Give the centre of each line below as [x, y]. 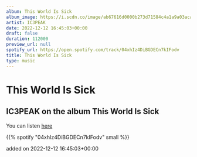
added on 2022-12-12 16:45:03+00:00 [52, 148]
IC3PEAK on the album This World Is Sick [83, 111]
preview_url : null [28, 45]
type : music [21, 61]
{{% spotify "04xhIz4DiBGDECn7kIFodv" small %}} [68, 137]
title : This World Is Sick [39, 55]
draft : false [22, 34]
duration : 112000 [27, 39]
